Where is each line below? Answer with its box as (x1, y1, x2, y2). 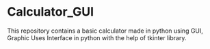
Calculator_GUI (7, 4, 94, 20)
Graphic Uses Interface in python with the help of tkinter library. (7, 33, 187, 42)
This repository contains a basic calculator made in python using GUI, (7, 27, 204, 35)
